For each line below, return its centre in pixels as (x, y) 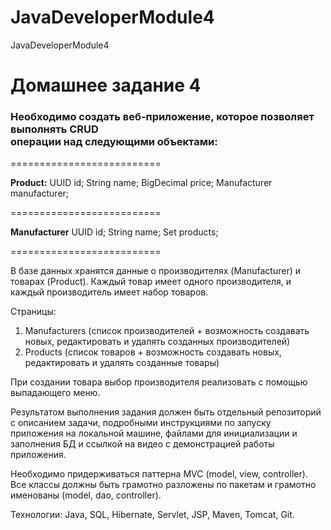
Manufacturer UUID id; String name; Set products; (114, 232)
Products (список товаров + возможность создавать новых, (153, 352)
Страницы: (33, 312)
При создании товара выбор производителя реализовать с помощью (159, 382)
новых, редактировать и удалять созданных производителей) (157, 342)
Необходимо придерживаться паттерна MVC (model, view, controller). (159, 474)
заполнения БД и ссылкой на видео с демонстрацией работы (142, 444)
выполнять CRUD (54, 129)
